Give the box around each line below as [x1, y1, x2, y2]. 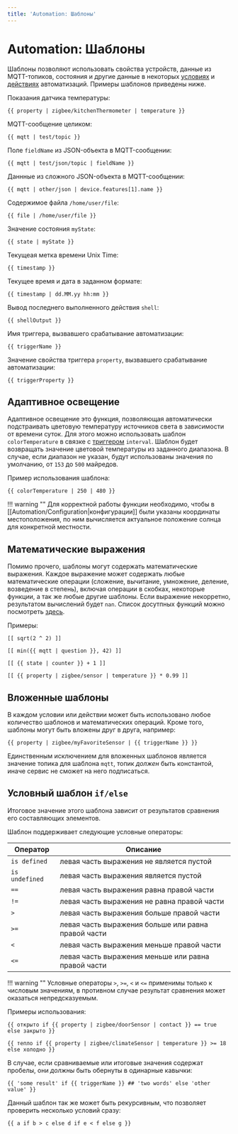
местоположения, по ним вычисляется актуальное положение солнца [7, 515, 222, 524]
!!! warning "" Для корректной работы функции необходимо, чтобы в [7, 500, 215, 509]
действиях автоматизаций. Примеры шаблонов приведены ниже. [7, 80, 207, 88]
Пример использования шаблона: [7, 474, 110, 482]
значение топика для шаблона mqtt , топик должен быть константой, [7, 760, 214, 767]
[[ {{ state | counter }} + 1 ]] [7, 660, 106, 667]
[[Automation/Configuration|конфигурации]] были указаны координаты [7, 507, 220, 516]
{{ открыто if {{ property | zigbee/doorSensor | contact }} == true [7, 1021, 217, 1028]
